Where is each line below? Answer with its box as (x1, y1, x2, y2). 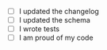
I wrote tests (18, 24, 60, 34)
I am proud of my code (18, 33, 94, 42)
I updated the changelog (18, 7, 100, 16)
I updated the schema (18, 16, 90, 25)
